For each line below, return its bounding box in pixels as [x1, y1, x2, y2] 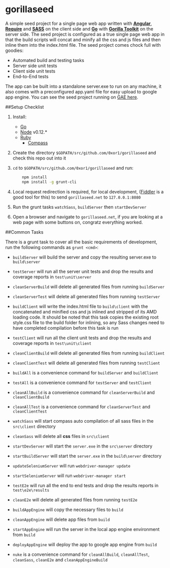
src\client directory [12, 423, 56, 429]
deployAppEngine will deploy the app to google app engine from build [12, 541, 157, 547]
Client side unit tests [12, 68, 56, 74]
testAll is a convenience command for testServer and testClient [12, 380, 152, 386]
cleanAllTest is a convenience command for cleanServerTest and [12, 403, 151, 409]
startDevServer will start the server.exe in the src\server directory [12, 443, 153, 449]
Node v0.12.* [20, 129, 47, 135]
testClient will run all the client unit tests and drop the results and [12, 334, 151, 341]
